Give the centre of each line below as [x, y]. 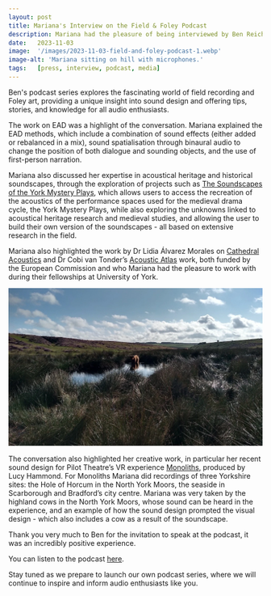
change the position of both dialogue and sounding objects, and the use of [132, 150]
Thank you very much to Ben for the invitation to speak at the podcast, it [128, 535]
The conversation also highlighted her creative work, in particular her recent [135, 459]
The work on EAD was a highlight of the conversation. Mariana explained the [135, 125]
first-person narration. [45, 159]
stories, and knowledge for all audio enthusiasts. [89, 109]
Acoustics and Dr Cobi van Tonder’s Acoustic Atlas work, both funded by [129, 260]
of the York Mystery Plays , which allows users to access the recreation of [130, 192]
